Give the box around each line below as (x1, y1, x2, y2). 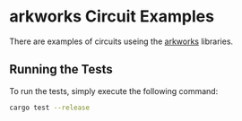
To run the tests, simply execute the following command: (9, 85, 219, 96)
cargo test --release (9, 103, 91, 112)
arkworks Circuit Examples (9, 6, 215, 27)
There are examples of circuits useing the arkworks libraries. (9, 36, 234, 47)
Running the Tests (9, 62, 114, 77)
